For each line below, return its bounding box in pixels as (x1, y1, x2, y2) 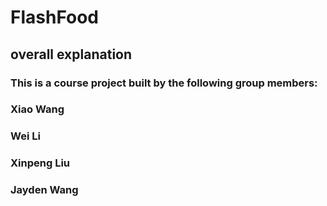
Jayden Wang (10, 183, 79, 197)
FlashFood (10, 6, 100, 29)
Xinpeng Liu (10, 156, 71, 170)
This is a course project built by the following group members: (10, 76, 318, 90)
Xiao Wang (10, 102, 65, 116)
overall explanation (10, 46, 133, 63)
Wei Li (10, 129, 41, 143)
